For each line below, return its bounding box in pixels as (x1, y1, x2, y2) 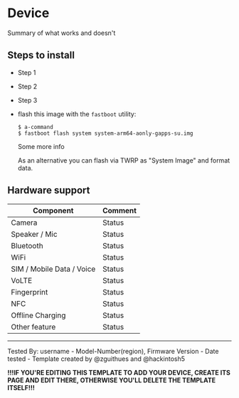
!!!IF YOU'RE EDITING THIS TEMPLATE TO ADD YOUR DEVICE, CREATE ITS (7, 368, 231, 377)
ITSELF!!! (7, 383, 36, 392)
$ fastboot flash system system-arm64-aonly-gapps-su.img (17, 130, 193, 137)
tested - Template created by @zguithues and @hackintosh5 (7, 354, 186, 363)
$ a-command (17, 123, 53, 131)
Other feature (11, 322, 56, 332)
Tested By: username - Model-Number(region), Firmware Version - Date (7, 347, 219, 355)
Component (33, 205, 74, 215)
